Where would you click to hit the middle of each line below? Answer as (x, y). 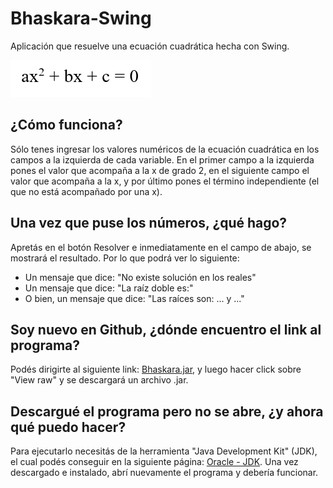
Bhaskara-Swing (81, 18)
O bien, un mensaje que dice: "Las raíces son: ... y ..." (134, 298)
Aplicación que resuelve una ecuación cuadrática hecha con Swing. (150, 46)
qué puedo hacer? (68, 427)
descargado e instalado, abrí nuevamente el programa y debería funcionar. (164, 473)
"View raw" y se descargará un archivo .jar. (99, 380)
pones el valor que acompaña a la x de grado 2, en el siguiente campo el (160, 170)
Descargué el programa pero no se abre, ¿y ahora (167, 411)
